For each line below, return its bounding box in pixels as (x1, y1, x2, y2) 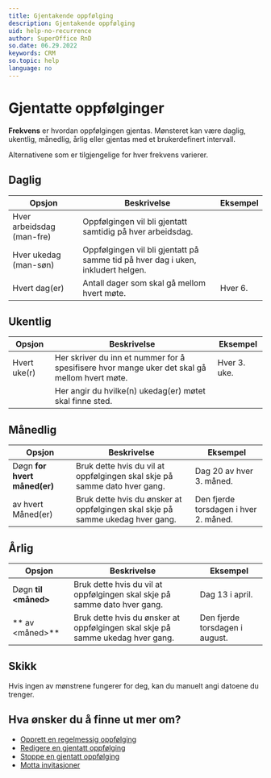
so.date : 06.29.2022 (8, 42, 78, 50)
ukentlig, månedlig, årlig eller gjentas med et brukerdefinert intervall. (8, 134, 236, 144)
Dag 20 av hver (194, 465, 254, 476)
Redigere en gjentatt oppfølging (19, 743, 126, 752)
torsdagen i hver (194, 504, 257, 515)
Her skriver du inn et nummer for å (55, 352, 186, 364)
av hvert (12, 499, 44, 510)
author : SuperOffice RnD (8, 34, 92, 43)
